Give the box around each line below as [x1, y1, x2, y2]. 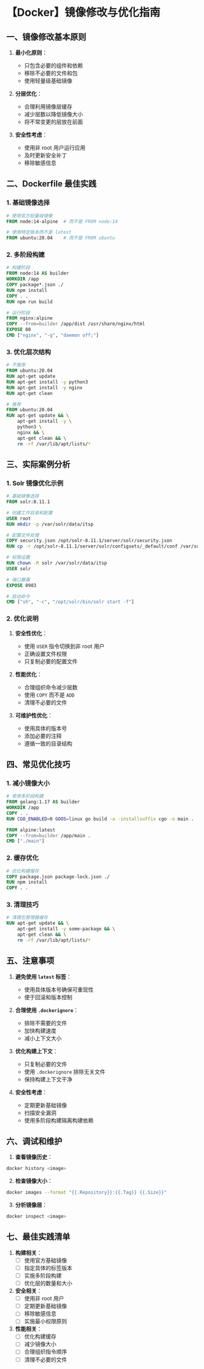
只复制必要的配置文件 [24, 658, 78, 665]
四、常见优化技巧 [6, 759, 70, 770]
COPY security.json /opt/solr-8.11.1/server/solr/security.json [6, 538, 172, 544]
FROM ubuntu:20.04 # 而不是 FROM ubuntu [6, 235, 115, 241]
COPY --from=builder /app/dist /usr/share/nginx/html [6, 321, 146, 327]
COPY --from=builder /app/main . [6, 832, 91, 838]
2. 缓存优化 [6, 854, 39, 862]
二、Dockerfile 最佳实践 [6, 179, 97, 189]
